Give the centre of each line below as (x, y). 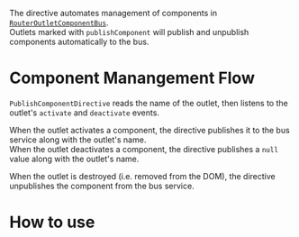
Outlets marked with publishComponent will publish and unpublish (129, 32)
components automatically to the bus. (79, 41)
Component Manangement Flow (132, 78)
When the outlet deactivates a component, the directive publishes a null (144, 149)
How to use (52, 222)
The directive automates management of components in (113, 13)
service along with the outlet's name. (78, 140)
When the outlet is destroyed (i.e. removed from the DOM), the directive (143, 176)
